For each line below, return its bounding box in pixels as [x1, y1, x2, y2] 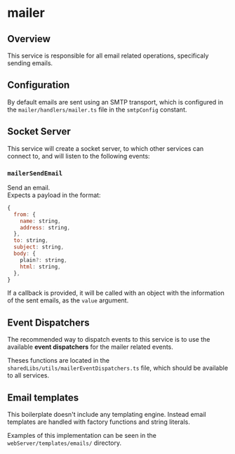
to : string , [13, 237, 49, 244]
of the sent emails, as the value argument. [7, 296, 129, 305]
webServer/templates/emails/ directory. [7, 439, 122, 447]
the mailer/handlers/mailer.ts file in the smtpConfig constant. [7, 105, 187, 114]
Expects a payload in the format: [7, 191, 101, 199]
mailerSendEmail [7, 169, 63, 177]
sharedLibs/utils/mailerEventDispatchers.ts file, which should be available [7, 363, 229, 373]
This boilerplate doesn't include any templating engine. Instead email [7, 410, 206, 419]
